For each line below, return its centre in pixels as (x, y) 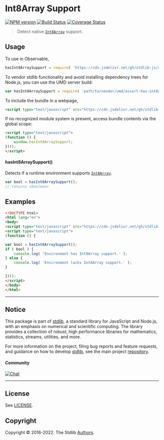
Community (17, 363)
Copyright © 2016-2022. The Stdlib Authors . (50, 433)
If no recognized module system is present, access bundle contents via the (81, 119)
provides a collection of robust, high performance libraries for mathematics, (81, 332)
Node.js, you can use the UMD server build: (49, 82)
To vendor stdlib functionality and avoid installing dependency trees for (77, 77)
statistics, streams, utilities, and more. (43, 337)
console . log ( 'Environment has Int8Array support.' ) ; (71, 254)
